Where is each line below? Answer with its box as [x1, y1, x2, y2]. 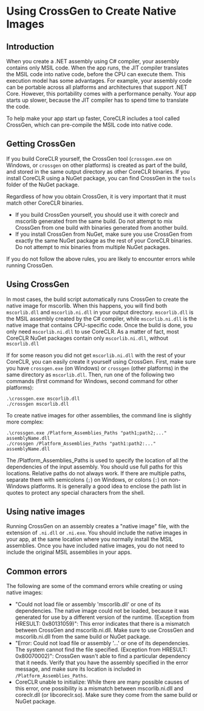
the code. [6, 103, 30, 110]
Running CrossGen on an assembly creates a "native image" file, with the [6, 523, 189, 530]
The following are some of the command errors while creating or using [6, 582, 183, 590]
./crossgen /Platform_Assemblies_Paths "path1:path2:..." [6, 440, 156, 447]
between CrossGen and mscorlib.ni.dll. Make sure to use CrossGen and [15, 626, 194, 634]
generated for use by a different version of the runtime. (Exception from [15, 614, 194, 621]
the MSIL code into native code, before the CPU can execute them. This [6, 71, 186, 77]
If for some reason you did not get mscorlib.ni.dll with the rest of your [6, 352, 186, 359]
